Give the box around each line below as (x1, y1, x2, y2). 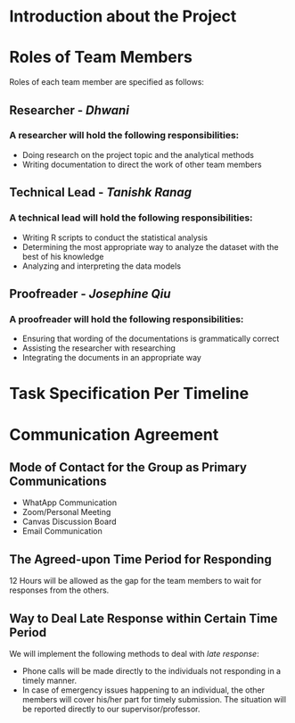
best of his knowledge (21, 251, 104, 262)
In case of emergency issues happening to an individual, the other (21, 685, 266, 695)
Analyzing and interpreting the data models (21, 261, 181, 271)
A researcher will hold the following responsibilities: (9, 129, 240, 142)
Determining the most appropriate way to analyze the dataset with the (21, 241, 279, 252)
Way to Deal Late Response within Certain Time (9, 611, 278, 626)
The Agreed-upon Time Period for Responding (9, 552, 272, 567)
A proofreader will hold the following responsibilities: (9, 312, 244, 325)
